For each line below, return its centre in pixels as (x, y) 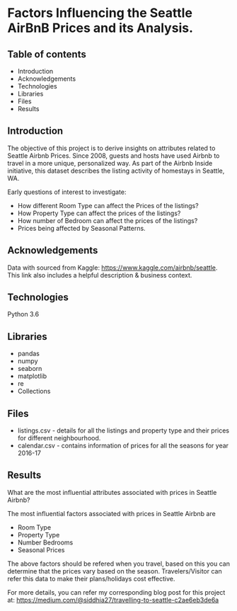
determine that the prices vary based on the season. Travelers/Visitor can (115, 571)
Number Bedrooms (45, 542)
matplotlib (32, 376)
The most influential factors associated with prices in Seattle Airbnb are (111, 513)
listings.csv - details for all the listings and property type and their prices (123, 430)
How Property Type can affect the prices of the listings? (99, 213)
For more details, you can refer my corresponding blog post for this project (116, 592)
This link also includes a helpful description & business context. (100, 275)
